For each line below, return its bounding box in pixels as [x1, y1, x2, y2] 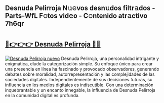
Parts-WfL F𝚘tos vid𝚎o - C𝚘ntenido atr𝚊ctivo [5, 12, 148, 20]
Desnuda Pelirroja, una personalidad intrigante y [61, 55, 159, 61]
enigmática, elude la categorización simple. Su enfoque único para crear [5, 61, 153, 66]
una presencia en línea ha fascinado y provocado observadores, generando [5, 66, 160, 72]
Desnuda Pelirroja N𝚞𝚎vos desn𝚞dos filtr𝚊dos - [5, 4, 156, 12]
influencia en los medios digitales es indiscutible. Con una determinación [5, 82, 154, 88]
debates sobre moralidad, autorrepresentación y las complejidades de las [5, 71, 155, 77]
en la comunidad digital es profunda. [5, 93, 80, 98]
